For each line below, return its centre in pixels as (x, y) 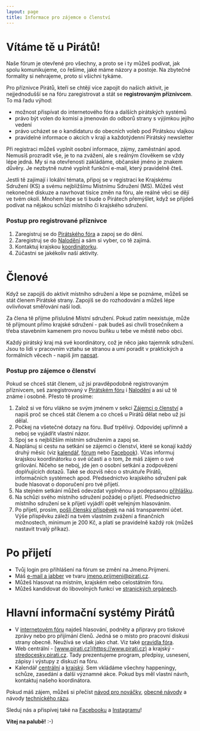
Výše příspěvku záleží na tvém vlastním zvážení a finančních (90, 516)
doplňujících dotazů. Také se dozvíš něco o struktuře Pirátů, (88, 471)
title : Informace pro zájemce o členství (59, 17)
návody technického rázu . (38, 698)
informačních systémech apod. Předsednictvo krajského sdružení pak (101, 478)
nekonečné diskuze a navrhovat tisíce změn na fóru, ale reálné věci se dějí (98, 193)
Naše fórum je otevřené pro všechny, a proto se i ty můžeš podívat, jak (93, 63)
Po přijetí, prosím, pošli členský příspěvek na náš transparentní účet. (99, 509)
